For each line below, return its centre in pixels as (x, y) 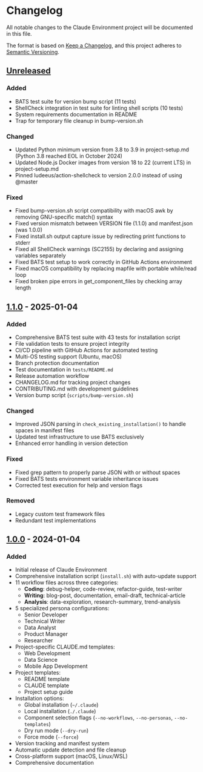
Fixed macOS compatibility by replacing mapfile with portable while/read (106, 269)
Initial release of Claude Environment (61, 570)
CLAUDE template (47, 685)
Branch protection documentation (57, 363)
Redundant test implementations (55, 520)
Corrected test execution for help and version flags (79, 485)
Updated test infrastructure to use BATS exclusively (79, 437)
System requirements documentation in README (76, 114)
